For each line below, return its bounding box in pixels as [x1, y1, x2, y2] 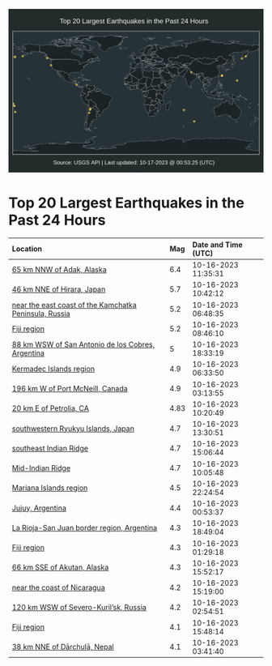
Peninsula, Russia [11, 309, 70, 318]
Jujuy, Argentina [11, 503, 67, 513]
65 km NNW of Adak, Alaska [11, 264, 107, 274]
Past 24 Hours [8, 211, 106, 229]
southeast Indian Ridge [11, 443, 89, 453]
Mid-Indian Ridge [11, 463, 71, 473]
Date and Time [192, 240, 243, 250]
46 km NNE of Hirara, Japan [11, 284, 106, 294]
